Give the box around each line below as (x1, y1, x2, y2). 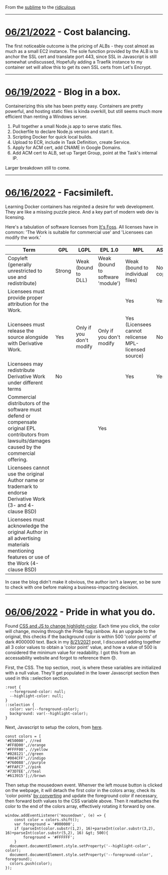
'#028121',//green (5, 751, 43, 756)
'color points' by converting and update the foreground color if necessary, (5, 792, 158, 798)
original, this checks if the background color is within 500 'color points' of (5, 633, 157, 639)
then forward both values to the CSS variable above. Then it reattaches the (5, 797, 159, 804)
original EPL (7, 424, 36, 431)
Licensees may (7, 360, 43, 367)
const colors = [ (5, 733, 41, 739)
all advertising (7, 534, 41, 541)
